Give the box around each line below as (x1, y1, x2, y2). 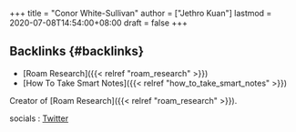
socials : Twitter (9, 113, 69, 124)
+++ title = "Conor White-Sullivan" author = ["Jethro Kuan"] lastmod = (9, 8, 272, 18)
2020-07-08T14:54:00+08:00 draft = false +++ (9, 17, 189, 28)
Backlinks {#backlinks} (9, 44, 144, 59)
